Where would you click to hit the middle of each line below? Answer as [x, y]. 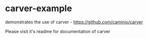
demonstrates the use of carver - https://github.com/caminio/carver [74, 22]
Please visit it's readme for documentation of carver [58, 31]
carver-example [39, 9]
